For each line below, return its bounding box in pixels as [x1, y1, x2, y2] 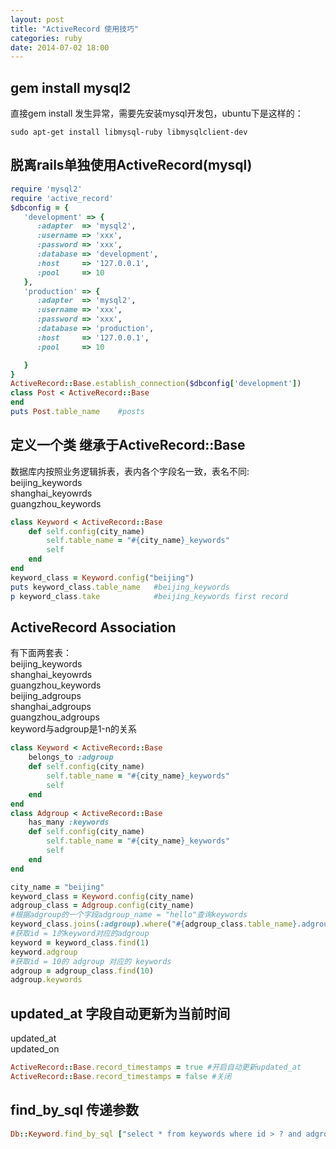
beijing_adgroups [10, 690, 82, 702]
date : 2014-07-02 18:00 [10, 42, 110, 53]
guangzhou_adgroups [10, 711, 100, 723]
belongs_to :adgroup [28, 752, 114, 763]
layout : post [10, 14, 65, 25]
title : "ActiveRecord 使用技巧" [10, 24, 140, 34]
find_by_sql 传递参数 [10, 1102, 140, 1119]
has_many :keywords [28, 817, 110, 828]
